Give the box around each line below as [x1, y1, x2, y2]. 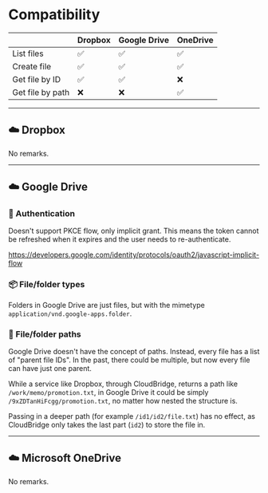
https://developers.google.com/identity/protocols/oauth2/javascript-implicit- [8, 250, 260, 260]
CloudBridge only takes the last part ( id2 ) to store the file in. [8, 420, 206, 430]
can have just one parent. [8, 364, 92, 373]
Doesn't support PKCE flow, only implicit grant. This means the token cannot [8, 226, 259, 236]
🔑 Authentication [8, 208, 76, 219]
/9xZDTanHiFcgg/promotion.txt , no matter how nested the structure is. [8, 396, 238, 406]
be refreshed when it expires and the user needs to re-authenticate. [8, 235, 231, 244]
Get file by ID [12, 73, 61, 85]
